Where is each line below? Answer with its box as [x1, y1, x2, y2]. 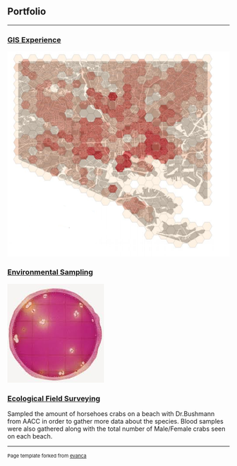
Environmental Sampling [7, 267, 94, 277]
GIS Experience [7, 35, 61, 44]
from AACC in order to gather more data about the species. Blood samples [7, 417, 224, 426]
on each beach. [7, 432, 53, 441]
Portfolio [7, 6, 47, 18]
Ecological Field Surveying [7, 393, 101, 403]
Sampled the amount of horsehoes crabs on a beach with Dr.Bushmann [7, 410, 215, 418]
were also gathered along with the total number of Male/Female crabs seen [7, 424, 226, 433]
